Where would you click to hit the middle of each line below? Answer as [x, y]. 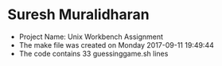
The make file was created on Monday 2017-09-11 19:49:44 [116, 45]
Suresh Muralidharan [78, 15]
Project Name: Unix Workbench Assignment [91, 37]
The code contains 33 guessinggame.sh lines [93, 53]
